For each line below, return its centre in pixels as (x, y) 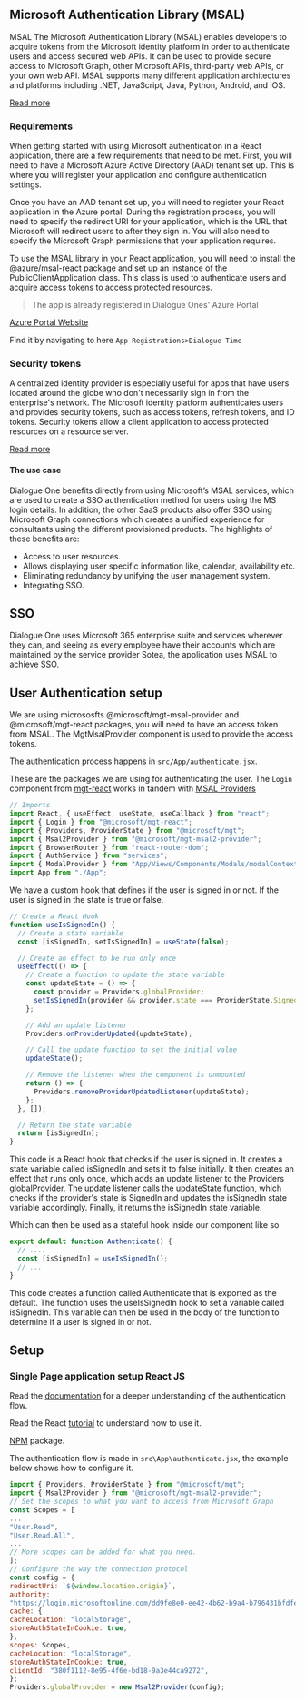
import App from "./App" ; (58, 873)
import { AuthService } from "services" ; (89, 856)
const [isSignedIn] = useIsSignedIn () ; (93, 1258)
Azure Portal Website (49, 322)
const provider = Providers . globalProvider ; (119, 992)
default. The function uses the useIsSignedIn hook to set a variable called (147, 1302)
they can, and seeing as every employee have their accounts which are (143, 645)
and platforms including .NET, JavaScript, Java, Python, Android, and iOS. (148, 84)
